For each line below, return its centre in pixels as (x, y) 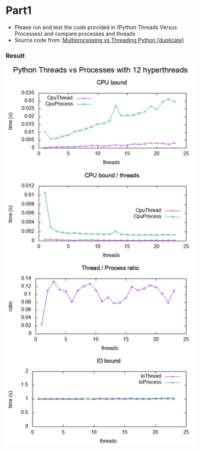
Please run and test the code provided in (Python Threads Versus (96, 27)
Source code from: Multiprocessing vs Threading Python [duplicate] (99, 40)
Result (15, 56)
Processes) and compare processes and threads (75, 33)
